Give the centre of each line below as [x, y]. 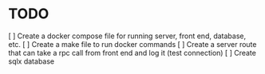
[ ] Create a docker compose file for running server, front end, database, [127, 36]
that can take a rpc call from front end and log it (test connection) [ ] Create [132, 53]
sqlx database [31, 61]
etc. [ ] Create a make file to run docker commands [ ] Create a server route [132, 44]
